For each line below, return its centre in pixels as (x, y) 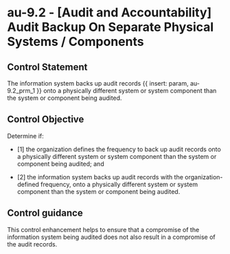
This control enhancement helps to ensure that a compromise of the (103, 229)
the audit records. (32, 244)
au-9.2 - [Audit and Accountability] (110, 13)
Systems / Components (76, 42)
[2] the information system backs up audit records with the (100, 177)
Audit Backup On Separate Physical (111, 27)
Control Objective (46, 119)
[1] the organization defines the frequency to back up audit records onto (119, 149)
